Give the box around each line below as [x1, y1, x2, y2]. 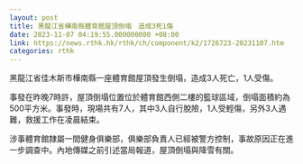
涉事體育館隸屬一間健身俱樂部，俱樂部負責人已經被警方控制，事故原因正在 [9, 133, 286, 144]
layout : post [9, 13, 59, 23]
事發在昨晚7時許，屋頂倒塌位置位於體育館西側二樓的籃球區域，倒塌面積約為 [9, 92, 290, 103]
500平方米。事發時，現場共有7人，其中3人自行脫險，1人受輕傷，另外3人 [9, 103, 279, 114]
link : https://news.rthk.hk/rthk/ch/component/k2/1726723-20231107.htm [9, 38, 284, 48]
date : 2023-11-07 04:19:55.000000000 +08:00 [9, 30, 179, 39]
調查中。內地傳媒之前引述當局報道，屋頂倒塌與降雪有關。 [24, 145, 239, 156]
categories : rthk [9, 47, 75, 56]
